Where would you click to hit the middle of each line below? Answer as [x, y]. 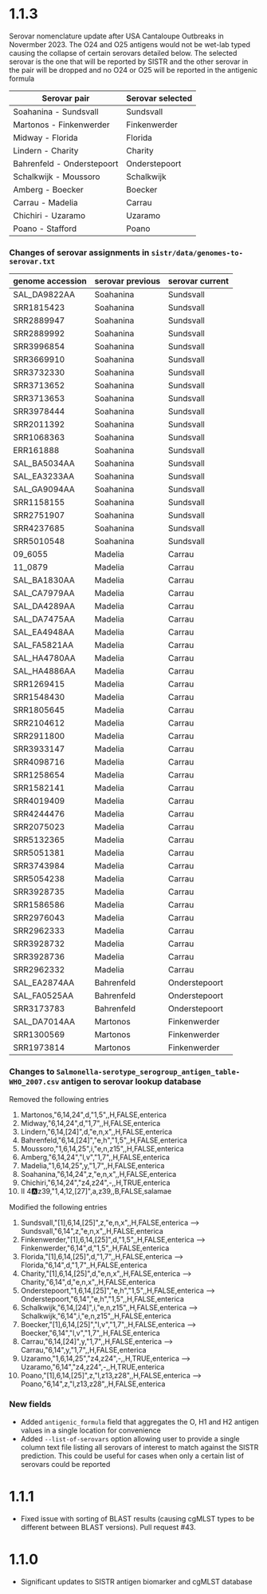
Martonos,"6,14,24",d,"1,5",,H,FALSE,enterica [93, 1115]
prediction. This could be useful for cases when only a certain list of [132, 1456]
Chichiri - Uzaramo [49, 215]
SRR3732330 [39, 372]
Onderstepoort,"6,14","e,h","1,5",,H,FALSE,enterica [102, 1298]
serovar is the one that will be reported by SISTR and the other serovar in [129, 62]
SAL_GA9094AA [44, 490]
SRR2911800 [39, 736]
